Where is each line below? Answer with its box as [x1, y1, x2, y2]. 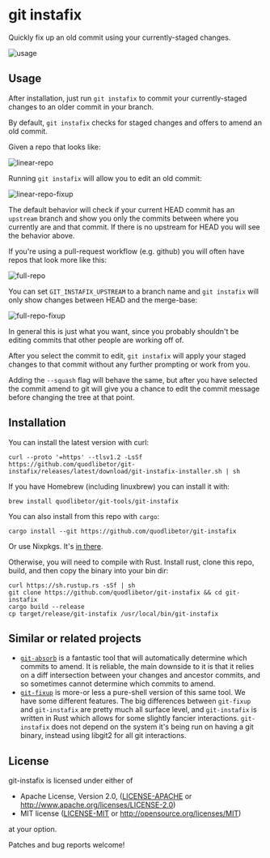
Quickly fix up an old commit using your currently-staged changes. [8, 32, 231, 42]
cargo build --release [8, 603, 85, 611]
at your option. [8, 825, 57, 834]
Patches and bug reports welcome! [8, 840, 125, 850]
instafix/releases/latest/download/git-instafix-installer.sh [8, 467, 222, 475]
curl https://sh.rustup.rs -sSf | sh [8, 581, 136, 590]
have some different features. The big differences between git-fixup [19, 696, 251, 706]
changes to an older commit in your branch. [8, 101, 154, 111]
